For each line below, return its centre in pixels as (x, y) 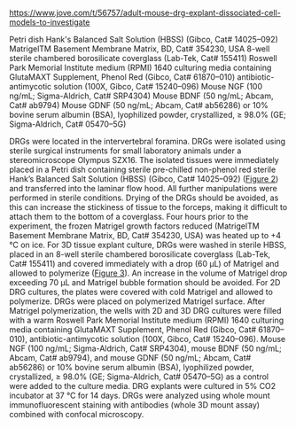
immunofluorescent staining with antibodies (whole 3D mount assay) (134, 405)
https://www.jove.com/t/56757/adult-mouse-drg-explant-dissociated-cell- (145, 13)
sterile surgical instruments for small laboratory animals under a (125, 151)
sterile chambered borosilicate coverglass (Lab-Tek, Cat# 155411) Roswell (143, 58)
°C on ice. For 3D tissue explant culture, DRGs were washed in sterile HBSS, (148, 245)
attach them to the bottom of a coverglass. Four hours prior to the (129, 217)
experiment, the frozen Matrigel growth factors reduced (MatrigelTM (134, 226)
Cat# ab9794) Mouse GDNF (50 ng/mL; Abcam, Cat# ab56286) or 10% (139, 105)
